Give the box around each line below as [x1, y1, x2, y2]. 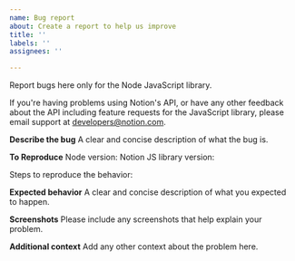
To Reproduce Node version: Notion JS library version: [9, 151, 215, 163]
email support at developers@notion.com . [9, 117, 166, 128]
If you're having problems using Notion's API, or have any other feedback [9, 97, 284, 109]
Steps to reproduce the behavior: [9, 169, 133, 180]
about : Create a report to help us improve [9, 22, 177, 31]
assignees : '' [9, 47, 64, 56]
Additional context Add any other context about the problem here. [9, 241, 259, 252]
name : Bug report [9, 13, 75, 23]
